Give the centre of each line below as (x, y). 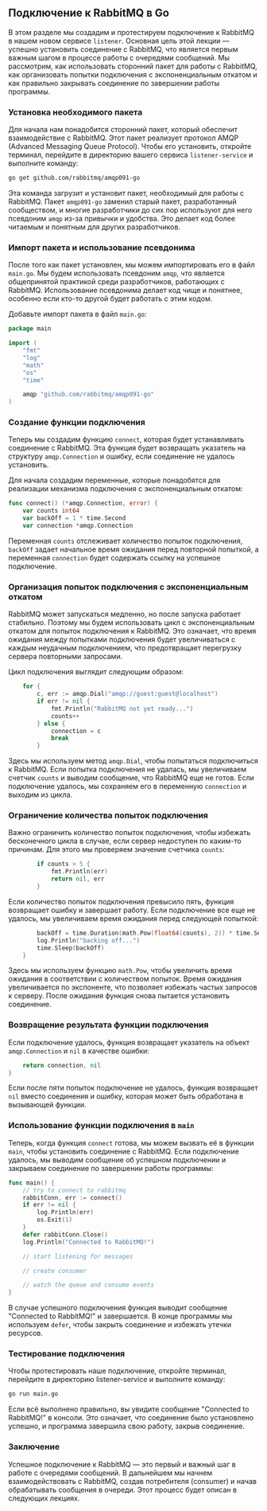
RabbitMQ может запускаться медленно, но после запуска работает (124, 614)
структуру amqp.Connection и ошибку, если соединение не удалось (122, 456)
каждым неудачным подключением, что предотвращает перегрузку (125, 648)
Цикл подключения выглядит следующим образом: (96, 672)
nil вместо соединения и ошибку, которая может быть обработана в (126, 1096)
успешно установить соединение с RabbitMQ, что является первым (123, 49)
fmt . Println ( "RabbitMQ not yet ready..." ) (122, 709)
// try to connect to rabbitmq (74, 1190)
